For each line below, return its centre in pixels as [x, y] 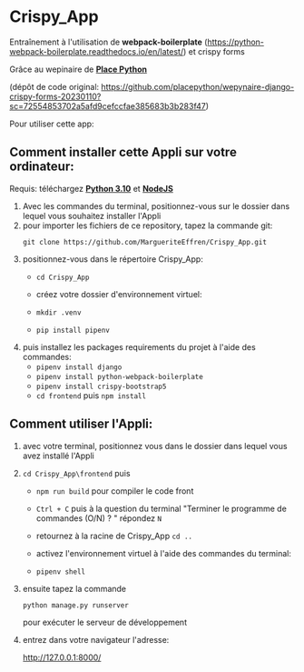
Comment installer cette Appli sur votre [123, 152]
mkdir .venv [59, 312]
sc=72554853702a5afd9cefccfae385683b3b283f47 [108, 105]
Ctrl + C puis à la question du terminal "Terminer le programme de [162, 508]
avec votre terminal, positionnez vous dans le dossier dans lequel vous [155, 446]
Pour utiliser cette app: [52, 124]
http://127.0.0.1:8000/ [62, 657]
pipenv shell [61, 572]
